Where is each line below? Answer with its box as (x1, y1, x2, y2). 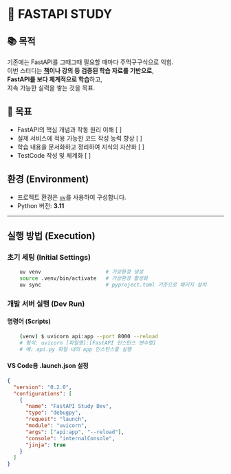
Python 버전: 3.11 (16, 201, 65, 209)
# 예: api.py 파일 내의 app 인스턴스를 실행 (19, 346, 132, 353)
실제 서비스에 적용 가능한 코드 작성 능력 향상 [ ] (16, 134, 143, 142)
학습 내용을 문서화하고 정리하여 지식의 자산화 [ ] (16, 143, 145, 151)
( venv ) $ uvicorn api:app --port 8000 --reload (19, 333, 158, 340)
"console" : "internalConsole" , (25, 435, 115, 442)
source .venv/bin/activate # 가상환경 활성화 (19, 275, 148, 282)
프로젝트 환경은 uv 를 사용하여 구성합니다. (16, 193, 126, 201)
